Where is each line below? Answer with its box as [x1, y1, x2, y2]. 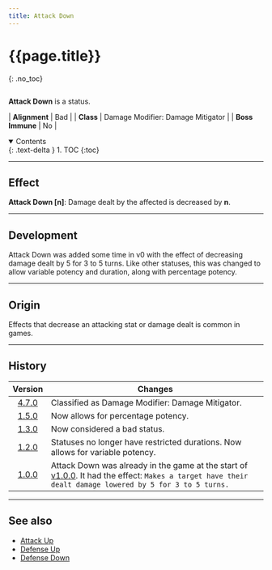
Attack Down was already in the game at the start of [51, 459, 249, 470]
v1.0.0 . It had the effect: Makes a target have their [51, 470, 249, 481]
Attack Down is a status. [8, 96, 91, 106]
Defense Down [19, 552, 70, 563]
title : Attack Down [8, 11, 74, 20]
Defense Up [19, 544, 61, 554]
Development [8, 228, 79, 242]
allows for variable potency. [51, 446, 156, 457]
